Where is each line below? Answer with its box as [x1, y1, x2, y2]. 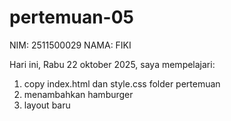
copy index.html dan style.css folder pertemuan [23, 77, 221, 90]
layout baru [23, 99, 71, 111]
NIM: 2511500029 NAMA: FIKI [9, 39, 132, 51]
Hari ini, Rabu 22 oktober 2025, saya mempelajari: [9, 58, 216, 70]
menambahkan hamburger [23, 88, 134, 100]
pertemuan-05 [9, 6, 135, 29]
